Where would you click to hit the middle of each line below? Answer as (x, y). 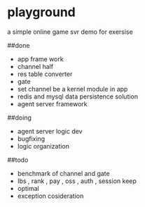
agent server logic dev (50, 131)
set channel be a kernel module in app (72, 89)
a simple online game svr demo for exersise (70, 32)
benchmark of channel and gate (63, 173)
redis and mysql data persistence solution (78, 96)
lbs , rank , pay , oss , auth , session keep (77, 181)
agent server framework (52, 103)
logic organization (43, 146)
